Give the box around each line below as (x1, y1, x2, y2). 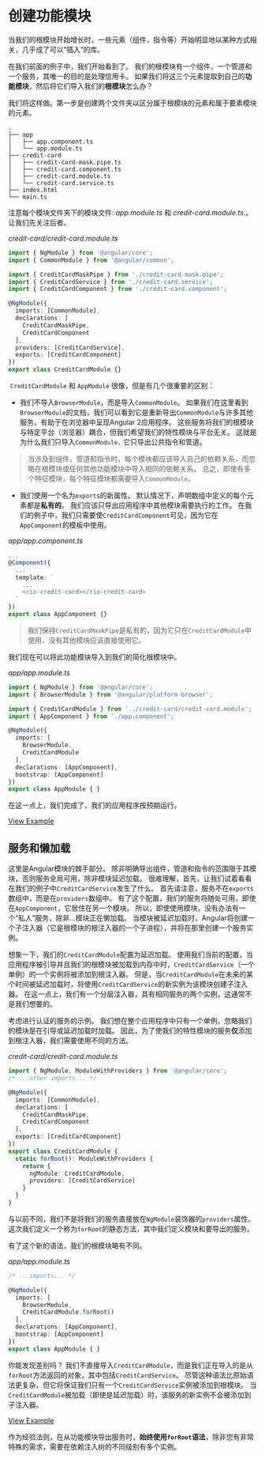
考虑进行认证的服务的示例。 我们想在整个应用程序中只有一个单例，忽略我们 (8, 1016, 252, 1026)
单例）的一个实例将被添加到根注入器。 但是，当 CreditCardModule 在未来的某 (8, 970, 254, 979)
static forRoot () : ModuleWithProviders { (15, 1155, 154, 1162)
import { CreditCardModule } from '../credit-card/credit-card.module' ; (8, 705, 252, 712)
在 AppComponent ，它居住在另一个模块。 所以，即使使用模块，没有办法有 (8, 903, 239, 913)
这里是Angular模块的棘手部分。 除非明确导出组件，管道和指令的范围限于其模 (8, 864, 257, 874)
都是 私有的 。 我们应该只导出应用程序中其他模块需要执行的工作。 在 (26, 501, 245, 510)
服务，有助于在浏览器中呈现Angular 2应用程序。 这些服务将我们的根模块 (19, 418, 254, 427)
